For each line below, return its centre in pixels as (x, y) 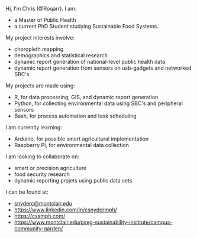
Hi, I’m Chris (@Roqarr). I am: (41, 9)
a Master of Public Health (45, 20)
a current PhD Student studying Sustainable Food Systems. (86, 26)
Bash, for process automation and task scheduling (75, 116)
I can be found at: (27, 192)
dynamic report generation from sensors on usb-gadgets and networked (103, 68)
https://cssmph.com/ (40, 216)
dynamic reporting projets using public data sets (73, 180)
